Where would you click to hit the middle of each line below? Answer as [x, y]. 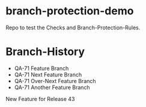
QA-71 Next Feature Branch [48, 74]
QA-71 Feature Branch [41, 68]
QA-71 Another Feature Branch [52, 87]
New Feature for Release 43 [40, 99]
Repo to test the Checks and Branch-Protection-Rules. [73, 27]
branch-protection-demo [70, 11]
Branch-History [45, 52]
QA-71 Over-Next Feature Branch [55, 81]
